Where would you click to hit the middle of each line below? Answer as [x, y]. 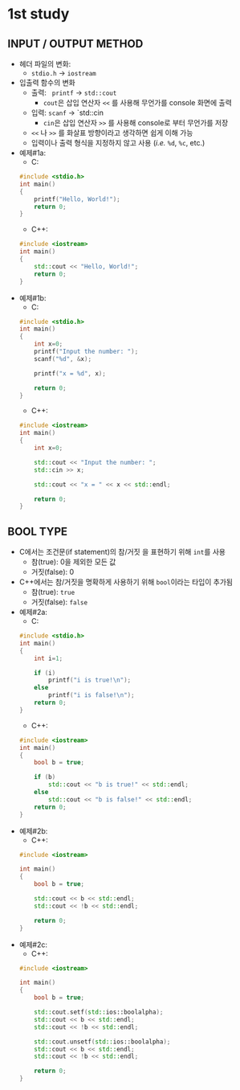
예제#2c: [33, 945]
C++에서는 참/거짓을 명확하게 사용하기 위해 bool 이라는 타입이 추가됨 [126, 582]
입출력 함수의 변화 [47, 82]
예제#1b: [33, 297]
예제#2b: [33, 831]
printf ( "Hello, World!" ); [77, 199]
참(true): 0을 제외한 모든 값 [73, 562]
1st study [39, 14]
